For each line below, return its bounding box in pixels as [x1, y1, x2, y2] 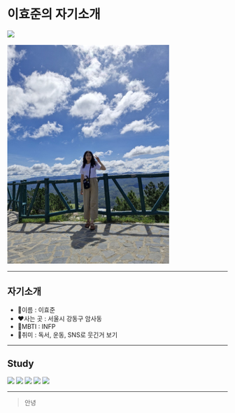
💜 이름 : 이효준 [17, 305, 56, 314]
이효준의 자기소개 [7, 6, 101, 22]
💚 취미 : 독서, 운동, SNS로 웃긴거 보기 [17, 330, 117, 339]
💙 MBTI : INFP [17, 322, 56, 330]
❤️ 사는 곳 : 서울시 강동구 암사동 [17, 314, 103, 323]
